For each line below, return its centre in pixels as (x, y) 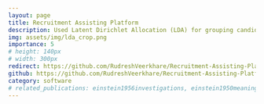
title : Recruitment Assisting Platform (73, 23)
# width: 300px (33, 59)
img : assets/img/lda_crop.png (58, 37)
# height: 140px (35, 52)
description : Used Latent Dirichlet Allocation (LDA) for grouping (121, 30)
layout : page (29, 15)
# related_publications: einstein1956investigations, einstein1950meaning (133, 88)
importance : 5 (31, 45)
